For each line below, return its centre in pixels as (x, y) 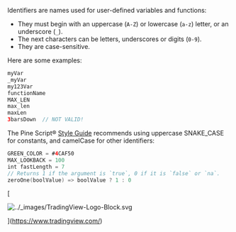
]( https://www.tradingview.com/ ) (55, 221)
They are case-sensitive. (54, 46)
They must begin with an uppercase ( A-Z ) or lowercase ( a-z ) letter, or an (123, 24)
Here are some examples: (45, 60)
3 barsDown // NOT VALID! (45, 120)
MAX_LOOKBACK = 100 (36, 160)
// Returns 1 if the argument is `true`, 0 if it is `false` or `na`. (114, 173)
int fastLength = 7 (36, 167)
